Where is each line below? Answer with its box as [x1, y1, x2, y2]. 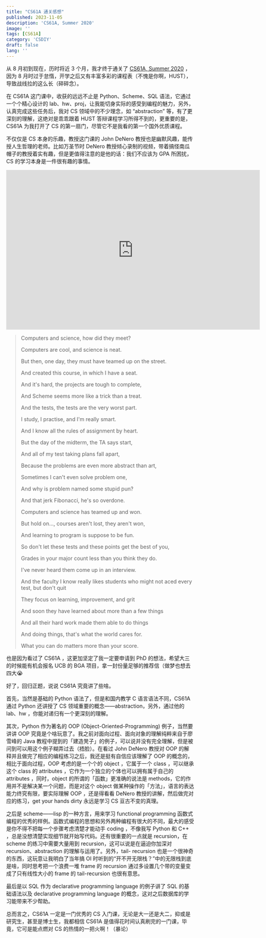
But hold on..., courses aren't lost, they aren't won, [20, 520, 146, 527]
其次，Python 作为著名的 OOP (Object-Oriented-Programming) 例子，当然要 [6, 722, 193, 730]
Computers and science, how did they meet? [20, 334, 131, 342]
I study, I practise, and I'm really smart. [20, 415, 116, 422]
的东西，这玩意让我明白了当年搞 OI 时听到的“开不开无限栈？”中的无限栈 [6, 855, 181, 862]
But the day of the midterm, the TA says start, [20, 438, 133, 446]
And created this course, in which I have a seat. [20, 369, 138, 376]
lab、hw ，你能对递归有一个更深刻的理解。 [6, 709, 112, 717]
